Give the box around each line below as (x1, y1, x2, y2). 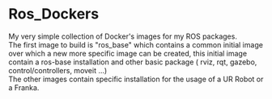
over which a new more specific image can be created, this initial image (8, 48, 248, 58)
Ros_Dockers (8, 5, 100, 23)
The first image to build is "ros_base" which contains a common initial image (8, 39, 263, 49)
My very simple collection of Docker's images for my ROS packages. (8, 31, 237, 41)
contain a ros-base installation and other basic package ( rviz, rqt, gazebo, (8, 57, 257, 67)
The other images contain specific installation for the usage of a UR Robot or (8, 74, 264, 84)
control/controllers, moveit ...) (8, 65, 108, 75)
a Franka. (8, 82, 40, 93)
